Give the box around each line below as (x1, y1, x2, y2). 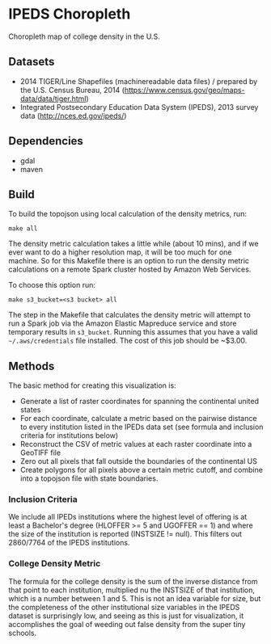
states (19, 405, 41, 415)
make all (8, 225, 38, 233)
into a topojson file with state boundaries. (19, 474, 159, 483)
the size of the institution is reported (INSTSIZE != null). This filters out (8, 529, 243, 539)
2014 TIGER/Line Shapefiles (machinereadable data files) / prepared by (19, 76, 258, 86)
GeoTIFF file (19, 448, 61, 457)
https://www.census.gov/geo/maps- (124, 85, 245, 95)
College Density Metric (8, 558, 101, 570)
